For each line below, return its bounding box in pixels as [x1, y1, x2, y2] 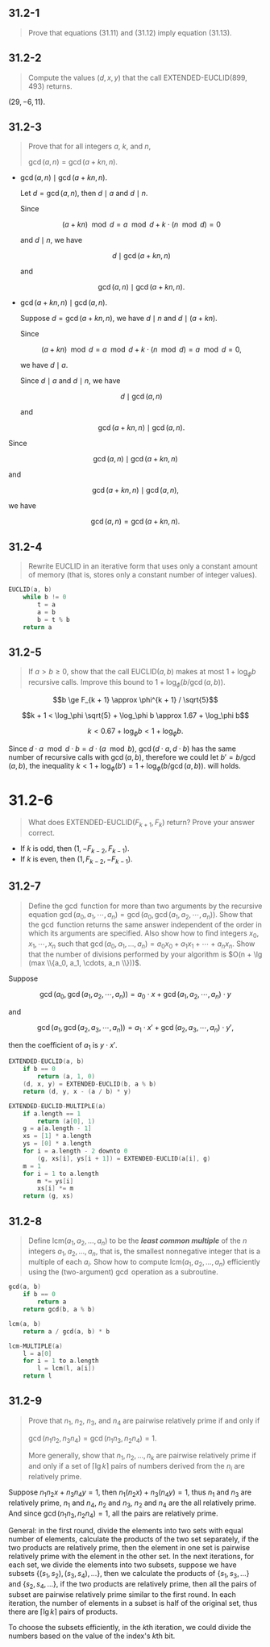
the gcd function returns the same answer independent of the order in [27, 919, 262, 930]
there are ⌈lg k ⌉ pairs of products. [8, 1607, 118, 1616]
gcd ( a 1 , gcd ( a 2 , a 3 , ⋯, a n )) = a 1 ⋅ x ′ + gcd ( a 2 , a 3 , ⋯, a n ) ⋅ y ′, [37, 1022, 234, 1034]
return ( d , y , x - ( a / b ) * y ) [23, 1087, 131, 1095]
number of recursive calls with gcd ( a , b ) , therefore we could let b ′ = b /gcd [8, 752, 256, 761]
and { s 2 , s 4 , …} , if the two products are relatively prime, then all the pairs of [8, 1579, 257, 1591]
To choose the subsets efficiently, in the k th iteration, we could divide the [8, 1622, 251, 1632]
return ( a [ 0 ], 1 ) [37, 1117, 95, 1125]
